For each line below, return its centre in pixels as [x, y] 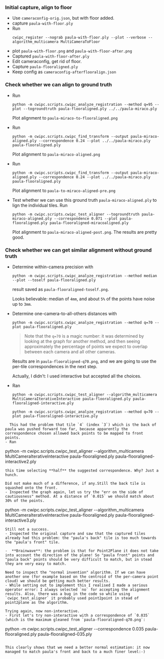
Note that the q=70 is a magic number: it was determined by [84, 336]
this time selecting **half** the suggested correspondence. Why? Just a [82, 471]
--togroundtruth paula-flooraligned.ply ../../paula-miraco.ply [90, 109]
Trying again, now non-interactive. [42, 611]
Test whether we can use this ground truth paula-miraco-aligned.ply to [84, 200]
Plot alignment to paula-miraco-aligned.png [56, 154]
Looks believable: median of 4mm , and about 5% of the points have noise [83, 299]
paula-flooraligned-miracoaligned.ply [89, 223]
